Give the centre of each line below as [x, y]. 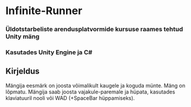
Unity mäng [22, 36]
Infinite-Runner [44, 11]
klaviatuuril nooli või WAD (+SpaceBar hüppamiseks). [70, 98]
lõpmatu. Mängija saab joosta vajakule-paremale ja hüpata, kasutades [90, 92]
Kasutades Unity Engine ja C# [49, 52]
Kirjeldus [22, 71]
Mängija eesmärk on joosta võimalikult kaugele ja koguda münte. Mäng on [95, 85]
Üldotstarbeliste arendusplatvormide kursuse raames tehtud [94, 29]
